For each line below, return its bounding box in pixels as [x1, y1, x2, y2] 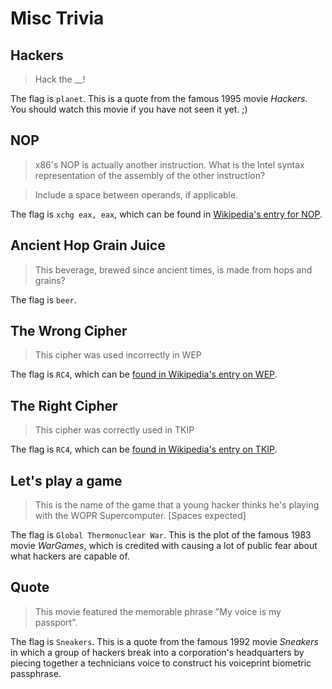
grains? [34, 274, 66, 286]
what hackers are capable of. [10, 550, 130, 562]
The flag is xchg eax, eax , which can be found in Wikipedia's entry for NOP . [10, 208, 323, 220]
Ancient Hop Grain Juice [10, 237, 166, 254]
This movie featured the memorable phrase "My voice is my [34, 605, 282, 617]
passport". [34, 616, 78, 628]
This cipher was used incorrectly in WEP [34, 349, 202, 361]
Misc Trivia [10, 7, 105, 30]
